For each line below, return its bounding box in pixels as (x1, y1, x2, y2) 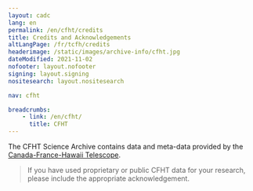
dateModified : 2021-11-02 (8, 56, 92, 64)
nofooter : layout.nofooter (8, 63, 96, 71)
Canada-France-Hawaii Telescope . (8, 150, 121, 160)
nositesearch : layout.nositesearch (8, 77, 125, 85)
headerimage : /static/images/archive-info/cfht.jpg (8, 48, 180, 56)
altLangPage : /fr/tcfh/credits (8, 41, 110, 49)
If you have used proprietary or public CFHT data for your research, (27, 166, 246, 174)
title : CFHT (28, 120, 68, 128)
